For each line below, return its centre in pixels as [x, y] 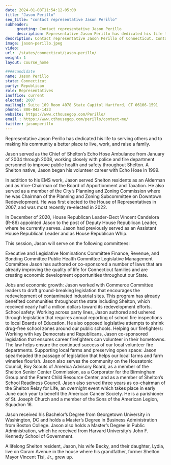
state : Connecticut [26, 81]
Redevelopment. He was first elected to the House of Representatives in [81, 202]
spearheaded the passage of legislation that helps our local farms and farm [84, 356]
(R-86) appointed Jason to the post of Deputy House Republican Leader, [81, 223]
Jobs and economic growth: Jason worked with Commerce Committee [79, 285]
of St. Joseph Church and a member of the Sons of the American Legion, [82, 399]
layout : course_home [27, 62]
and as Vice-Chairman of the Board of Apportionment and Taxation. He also [85, 185]
